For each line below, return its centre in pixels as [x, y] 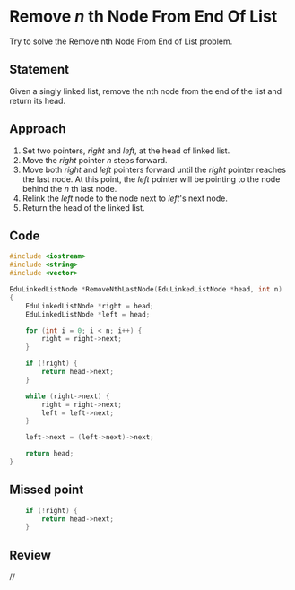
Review [30, 555]
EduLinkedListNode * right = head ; [90, 306]
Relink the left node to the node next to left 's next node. [125, 198]
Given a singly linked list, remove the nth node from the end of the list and [146, 91]
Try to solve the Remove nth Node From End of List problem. [121, 41]
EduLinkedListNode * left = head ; [88, 314]
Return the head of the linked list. [83, 207]
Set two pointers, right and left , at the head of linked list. [126, 151]
